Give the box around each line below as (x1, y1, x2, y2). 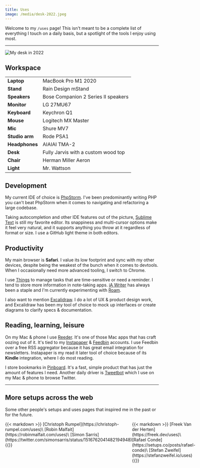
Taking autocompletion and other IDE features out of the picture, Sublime (5, 214, 152, 220)
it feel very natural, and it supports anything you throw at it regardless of (5, 225, 150, 231)
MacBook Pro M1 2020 (42, 78, 97, 85)
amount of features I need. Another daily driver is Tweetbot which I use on (5, 369, 155, 375)
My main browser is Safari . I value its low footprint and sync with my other (5, 257, 155, 263)
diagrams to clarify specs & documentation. (5, 307, 93, 313)
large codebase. (5, 205, 38, 211)
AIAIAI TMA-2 (42, 141, 76, 148)
